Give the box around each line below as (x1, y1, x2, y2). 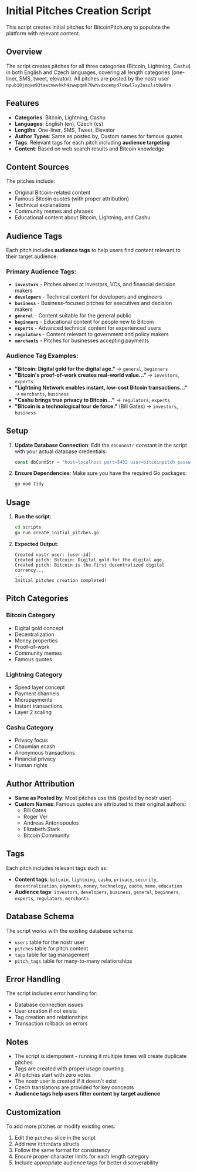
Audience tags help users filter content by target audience (14, 1090, 161, 1097)
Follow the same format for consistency (14, 1147, 110, 1154)
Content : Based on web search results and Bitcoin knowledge (14, 145, 165, 152)
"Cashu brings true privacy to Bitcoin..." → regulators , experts (14, 396, 170, 403)
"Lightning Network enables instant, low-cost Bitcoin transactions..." (14, 384, 188, 391)
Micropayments (14, 696, 53, 703)
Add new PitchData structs (14, 1140, 80, 1147)
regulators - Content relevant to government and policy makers (14, 331, 169, 338)
